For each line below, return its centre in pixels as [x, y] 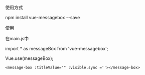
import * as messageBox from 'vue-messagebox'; [57, 49]
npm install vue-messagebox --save [43, 17]
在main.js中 [17, 39]
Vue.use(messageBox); [29, 58]
